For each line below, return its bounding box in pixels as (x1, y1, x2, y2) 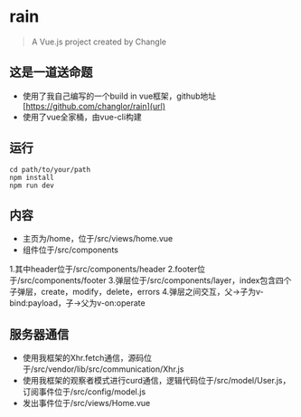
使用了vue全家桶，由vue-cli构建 (22, 111, 142, 122)
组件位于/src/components (22, 244, 119, 255)
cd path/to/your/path (9, 165, 91, 174)
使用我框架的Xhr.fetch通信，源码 (22, 353, 145, 364)
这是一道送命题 (9, 65, 93, 81)
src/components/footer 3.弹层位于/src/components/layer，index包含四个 (20, 275, 292, 286)
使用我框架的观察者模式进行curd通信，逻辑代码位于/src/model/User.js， (22, 375, 291, 386)
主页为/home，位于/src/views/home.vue (22, 233, 174, 244)
